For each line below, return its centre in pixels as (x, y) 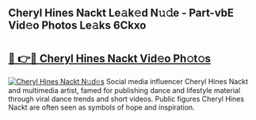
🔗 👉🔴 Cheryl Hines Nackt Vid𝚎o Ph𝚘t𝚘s (110, 58)
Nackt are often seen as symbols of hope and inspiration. (102, 107)
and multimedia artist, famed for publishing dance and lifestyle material (124, 90)
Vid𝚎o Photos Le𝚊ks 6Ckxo (77, 26)
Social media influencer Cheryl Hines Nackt (177, 81)
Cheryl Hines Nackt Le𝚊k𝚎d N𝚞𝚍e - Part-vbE (121, 13)
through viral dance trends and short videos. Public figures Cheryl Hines (126, 99)
